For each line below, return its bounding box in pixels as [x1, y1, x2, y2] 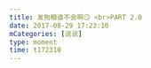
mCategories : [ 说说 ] [9, 29, 83, 38]
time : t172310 [9, 46, 62, 55]
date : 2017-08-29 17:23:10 [9, 21, 109, 30]
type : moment [9, 37, 58, 47]
